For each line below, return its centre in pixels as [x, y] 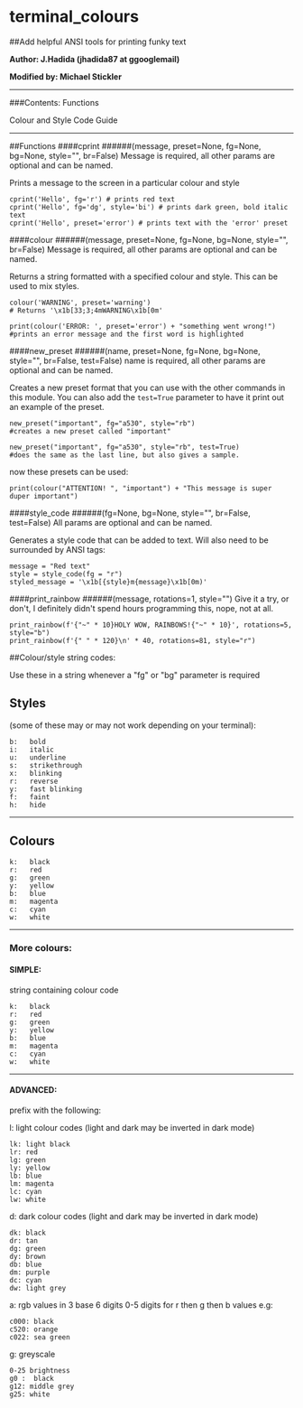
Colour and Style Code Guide [64, 120]
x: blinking [36, 773]
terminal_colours [74, 17]
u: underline [38, 757]
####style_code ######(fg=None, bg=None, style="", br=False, [130, 513]
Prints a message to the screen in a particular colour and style [125, 182]
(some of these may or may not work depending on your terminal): [133, 725]
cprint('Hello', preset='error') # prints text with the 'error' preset [149, 223]
